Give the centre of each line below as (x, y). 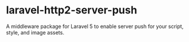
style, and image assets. (35, 32)
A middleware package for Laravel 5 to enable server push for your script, (95, 26)
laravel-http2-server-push (72, 10)
